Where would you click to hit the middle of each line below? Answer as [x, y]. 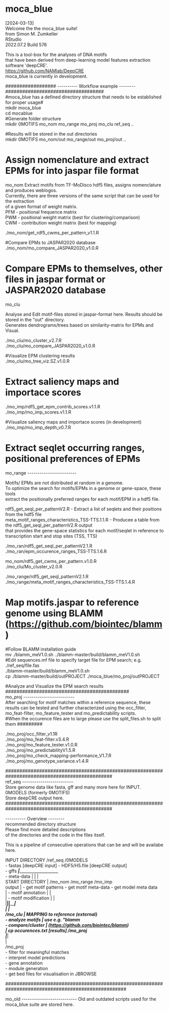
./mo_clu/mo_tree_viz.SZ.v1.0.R [38, 361]
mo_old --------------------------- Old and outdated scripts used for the [81, 999]
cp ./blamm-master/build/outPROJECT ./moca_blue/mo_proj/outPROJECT [82, 676]
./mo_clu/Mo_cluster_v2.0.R [34, 566]
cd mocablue [19, 113]
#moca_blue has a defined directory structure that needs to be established [83, 97]
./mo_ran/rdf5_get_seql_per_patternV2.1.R [49, 546]
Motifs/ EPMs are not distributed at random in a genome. [64, 483]
